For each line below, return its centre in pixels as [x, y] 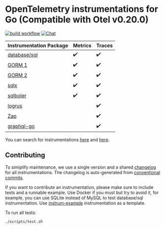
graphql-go [21, 126]
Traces [105, 46]
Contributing [25, 155]
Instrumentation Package [38, 46]
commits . [15, 178]
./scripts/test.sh [24, 222]
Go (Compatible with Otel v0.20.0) [77, 20]
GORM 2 [17, 75]
